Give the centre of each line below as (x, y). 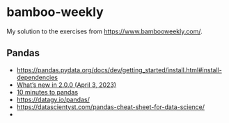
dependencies (37, 77)
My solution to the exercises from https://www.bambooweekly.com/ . (104, 31)
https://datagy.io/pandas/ (53, 99)
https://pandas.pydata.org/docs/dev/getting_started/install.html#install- (119, 69)
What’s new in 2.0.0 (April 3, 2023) (66, 85)
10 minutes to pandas (47, 92)
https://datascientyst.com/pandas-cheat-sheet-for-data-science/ (111, 107)
